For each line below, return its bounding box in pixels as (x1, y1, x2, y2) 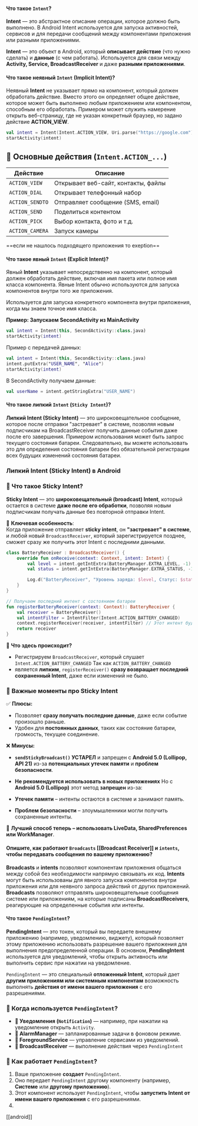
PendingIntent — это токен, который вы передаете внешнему (6, 928, 162, 935)
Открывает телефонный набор (54, 189, 141, 197)
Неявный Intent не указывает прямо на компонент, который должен (6, 87, 179, 94)
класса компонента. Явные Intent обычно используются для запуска (6, 281, 180, 288)
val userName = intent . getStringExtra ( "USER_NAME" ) (6, 388, 136, 394)
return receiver (16, 626, 57, 632)
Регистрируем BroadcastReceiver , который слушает (14, 653, 144, 661)
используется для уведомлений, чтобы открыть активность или (6, 953, 168, 960)
